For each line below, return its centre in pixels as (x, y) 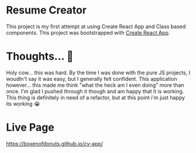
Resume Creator (46, 10)
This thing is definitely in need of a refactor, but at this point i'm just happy (96, 97)
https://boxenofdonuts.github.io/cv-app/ (55, 144)
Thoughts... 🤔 (40, 57)
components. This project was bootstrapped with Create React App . (88, 32)
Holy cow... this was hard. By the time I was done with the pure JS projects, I (98, 72)
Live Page (30, 127)
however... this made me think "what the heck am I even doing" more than (95, 85)
